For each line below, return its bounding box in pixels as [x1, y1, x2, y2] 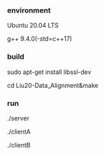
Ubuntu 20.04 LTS [7, 21, 59, 30]
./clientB [7, 140, 31, 149]
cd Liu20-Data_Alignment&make [7, 81, 99, 89]
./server [7, 113, 30, 122]
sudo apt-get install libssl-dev [7, 68, 91, 76]
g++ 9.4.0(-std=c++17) [7, 35, 72, 43]
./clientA [7, 127, 31, 136]
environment [7, 6, 51, 15]
